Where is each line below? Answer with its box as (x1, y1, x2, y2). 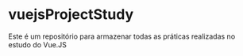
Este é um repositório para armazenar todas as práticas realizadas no (8, 32, 236, 41)
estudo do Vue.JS (8, 39, 67, 49)
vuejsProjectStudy (8, 6, 134, 24)
